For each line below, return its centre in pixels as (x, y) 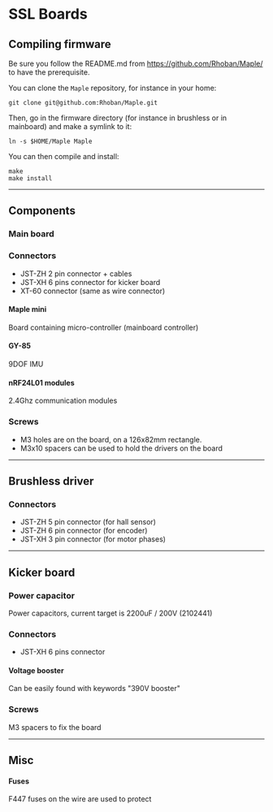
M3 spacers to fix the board (55, 727)
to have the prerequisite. (49, 72)
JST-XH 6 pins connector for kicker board (90, 282)
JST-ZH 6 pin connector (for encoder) (84, 531)
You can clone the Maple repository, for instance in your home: (113, 88)
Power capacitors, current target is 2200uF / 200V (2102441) (110, 613)
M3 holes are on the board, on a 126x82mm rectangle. (111, 439)
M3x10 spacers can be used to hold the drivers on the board (121, 448)
